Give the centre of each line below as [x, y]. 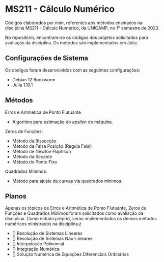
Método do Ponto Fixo [35, 162]
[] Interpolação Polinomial [38, 244]
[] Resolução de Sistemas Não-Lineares [52, 239]
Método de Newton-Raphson [41, 151]
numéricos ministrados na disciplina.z [43, 224]
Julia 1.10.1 [22, 85]
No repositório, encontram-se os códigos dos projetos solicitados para [77, 37]
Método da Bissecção [34, 141]
